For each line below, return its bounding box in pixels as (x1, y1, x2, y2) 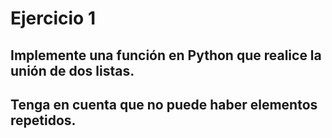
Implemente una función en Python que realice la (10, 47, 322, 64)
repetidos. (10, 112, 77, 129)
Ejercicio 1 (10, 7, 96, 30)
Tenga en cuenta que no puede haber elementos (10, 96, 318, 113)
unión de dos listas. (10, 62, 135, 79)
